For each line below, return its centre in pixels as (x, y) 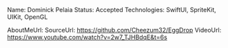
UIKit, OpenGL (28, 17)
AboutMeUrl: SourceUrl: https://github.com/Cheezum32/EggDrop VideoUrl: (114, 30)
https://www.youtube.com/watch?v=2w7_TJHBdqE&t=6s (87, 37)
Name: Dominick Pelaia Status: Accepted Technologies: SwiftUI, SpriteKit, (112, 10)
